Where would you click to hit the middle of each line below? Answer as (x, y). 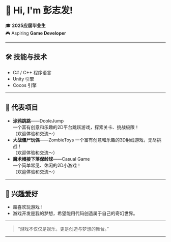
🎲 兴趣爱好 (22, 194)
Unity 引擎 (23, 79)
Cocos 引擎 (25, 85)
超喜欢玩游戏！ (28, 207)
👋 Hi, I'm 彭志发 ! (39, 10)
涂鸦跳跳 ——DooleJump (38, 120)
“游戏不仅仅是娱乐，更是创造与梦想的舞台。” (63, 229)
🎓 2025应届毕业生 (25, 25)
